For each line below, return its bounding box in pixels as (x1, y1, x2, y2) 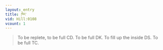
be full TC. (17, 40, 39, 46)
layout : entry (5, 7, 35, 12)
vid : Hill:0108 (5, 16, 37, 21)
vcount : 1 (5, 21, 26, 26)
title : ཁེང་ (5, 12, 26, 17)
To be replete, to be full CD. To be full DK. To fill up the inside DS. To (17, 35, 158, 41)
